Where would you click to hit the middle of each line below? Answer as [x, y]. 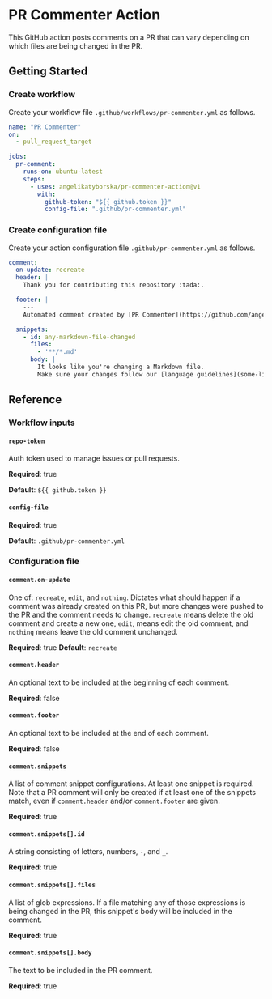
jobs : [17, 157]
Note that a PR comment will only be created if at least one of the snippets [132, 793]
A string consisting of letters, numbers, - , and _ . [88, 852]
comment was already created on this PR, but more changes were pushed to [136, 606]
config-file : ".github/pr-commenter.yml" [115, 209]
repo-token [27, 441]
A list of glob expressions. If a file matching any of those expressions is [127, 902]
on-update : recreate [50, 270]
